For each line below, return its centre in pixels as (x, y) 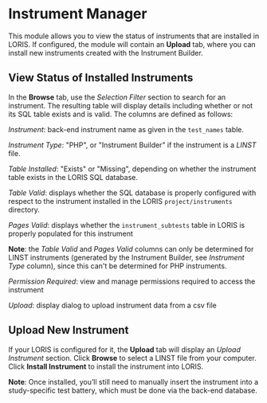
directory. (24, 209)
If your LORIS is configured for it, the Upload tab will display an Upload (124, 349)
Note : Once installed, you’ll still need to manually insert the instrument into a (133, 381)
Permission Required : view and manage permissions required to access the (132, 281)
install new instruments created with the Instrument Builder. (106, 53)
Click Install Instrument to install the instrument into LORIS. (106, 366)
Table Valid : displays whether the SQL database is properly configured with (132, 193)
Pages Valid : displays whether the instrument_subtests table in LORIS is (127, 225)
